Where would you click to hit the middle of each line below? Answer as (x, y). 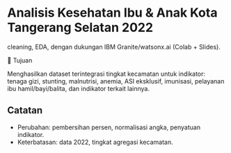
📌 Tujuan (20, 60)
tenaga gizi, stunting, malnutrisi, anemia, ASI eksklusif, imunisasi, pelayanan (116, 81)
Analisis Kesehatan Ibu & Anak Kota (112, 13)
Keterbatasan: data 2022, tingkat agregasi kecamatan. (95, 142)
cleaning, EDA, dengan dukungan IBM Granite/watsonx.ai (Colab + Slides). (114, 47)
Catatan (25, 110)
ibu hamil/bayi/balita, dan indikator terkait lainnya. (78, 88)
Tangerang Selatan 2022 (80, 27)
